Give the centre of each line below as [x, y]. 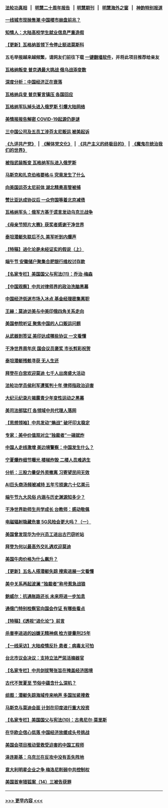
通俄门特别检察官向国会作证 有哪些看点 [45, 609]
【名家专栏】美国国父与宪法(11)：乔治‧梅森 [49, 274]
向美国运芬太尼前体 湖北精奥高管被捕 [43, 187]
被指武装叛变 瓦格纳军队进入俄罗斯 [41, 162]
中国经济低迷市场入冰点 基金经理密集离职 [47, 299]
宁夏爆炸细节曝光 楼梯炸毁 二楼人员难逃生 [48, 460]
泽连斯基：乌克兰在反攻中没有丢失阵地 [44, 757]
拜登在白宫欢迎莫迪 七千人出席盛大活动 [45, 373]
